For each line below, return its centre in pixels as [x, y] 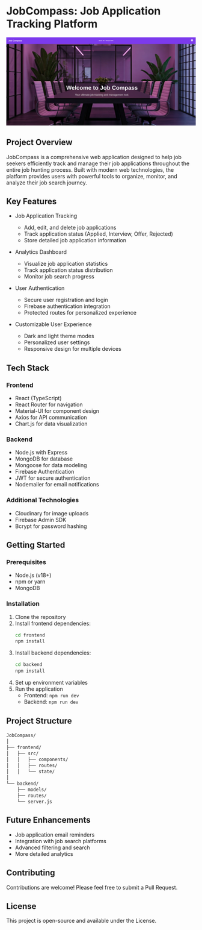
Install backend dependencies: [53, 653]
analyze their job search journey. [47, 183]
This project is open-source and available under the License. [81, 921]
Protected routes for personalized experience [80, 313]
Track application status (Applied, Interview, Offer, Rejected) [98, 234]
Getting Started [36, 545]
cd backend [29, 665]
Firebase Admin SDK [41, 520]
